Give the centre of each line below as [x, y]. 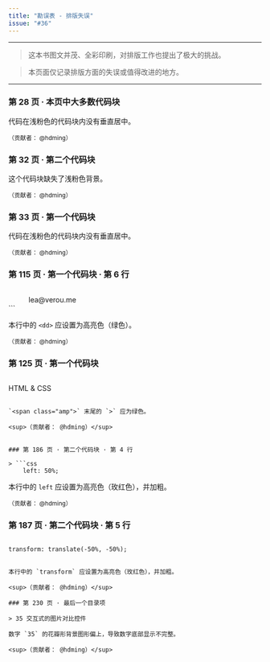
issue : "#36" [30, 23]
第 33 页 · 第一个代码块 [52, 217]
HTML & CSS [30, 388]
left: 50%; [41, 471]
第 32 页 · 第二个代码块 [52, 159]
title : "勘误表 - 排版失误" [51, 16]
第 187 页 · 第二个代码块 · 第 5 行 [70, 525]
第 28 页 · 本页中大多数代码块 [64, 102]
